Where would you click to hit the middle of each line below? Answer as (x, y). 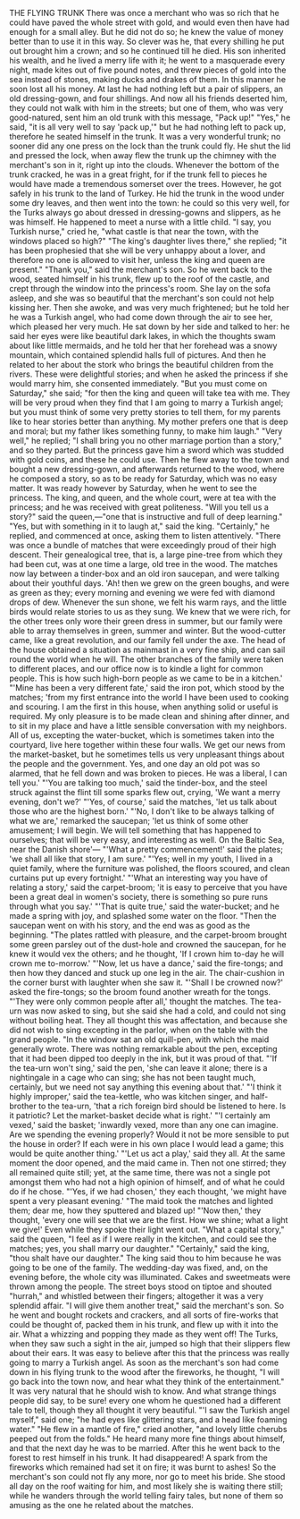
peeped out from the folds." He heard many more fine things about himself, (147, 1438)
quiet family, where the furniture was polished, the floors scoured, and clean (150, 868)
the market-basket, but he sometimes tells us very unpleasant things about (147, 754)
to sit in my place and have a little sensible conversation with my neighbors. (148, 726)
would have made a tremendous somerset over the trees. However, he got (146, 184)
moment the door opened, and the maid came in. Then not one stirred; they (148, 1163)
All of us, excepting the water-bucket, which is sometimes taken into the (142, 735)
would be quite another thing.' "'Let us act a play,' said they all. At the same (147, 1154)
